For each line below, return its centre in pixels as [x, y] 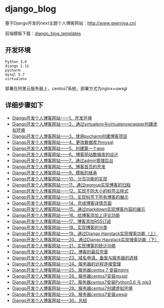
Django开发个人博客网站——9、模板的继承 [55, 172]
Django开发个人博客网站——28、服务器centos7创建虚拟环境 [72, 288]
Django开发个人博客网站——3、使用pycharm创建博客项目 [70, 136]
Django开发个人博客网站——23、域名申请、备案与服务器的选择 [75, 258]
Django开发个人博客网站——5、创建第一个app [58, 148]
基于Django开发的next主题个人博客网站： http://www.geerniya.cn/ [71, 23]
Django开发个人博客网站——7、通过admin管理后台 [63, 160]
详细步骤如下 [24, 105]
